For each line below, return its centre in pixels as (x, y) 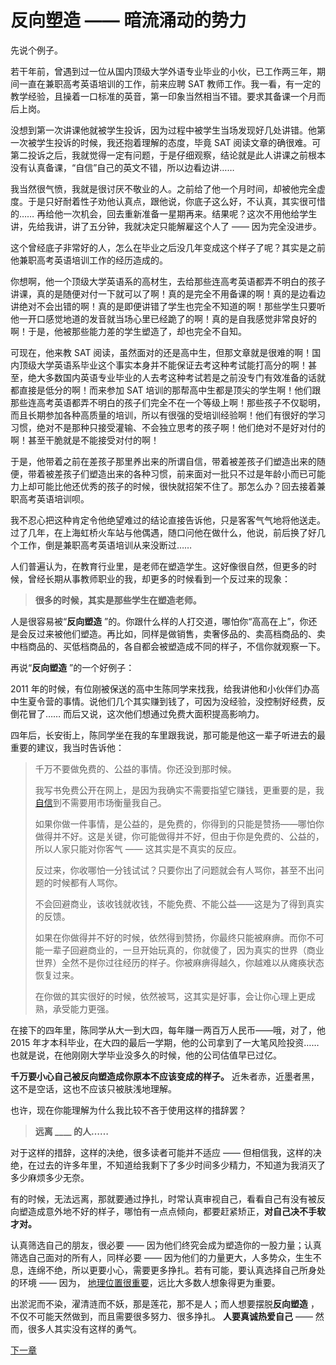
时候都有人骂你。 (87, 882)
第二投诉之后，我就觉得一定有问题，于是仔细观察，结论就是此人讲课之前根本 (168, 155)
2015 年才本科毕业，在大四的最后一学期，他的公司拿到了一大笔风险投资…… (165, 1042)
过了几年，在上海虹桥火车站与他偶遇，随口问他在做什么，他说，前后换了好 (163, 532)
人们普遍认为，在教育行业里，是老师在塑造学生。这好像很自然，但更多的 (159, 566)
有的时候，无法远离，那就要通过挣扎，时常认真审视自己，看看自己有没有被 (163, 1198)
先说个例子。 (36, 50)
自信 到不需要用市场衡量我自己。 (100, 802)
